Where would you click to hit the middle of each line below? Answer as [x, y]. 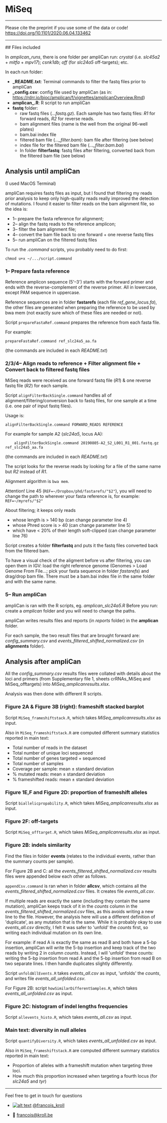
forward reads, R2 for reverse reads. [57, 119]
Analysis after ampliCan [43, 662]
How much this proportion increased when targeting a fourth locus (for [85, 1076]
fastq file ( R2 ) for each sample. [37, 386]
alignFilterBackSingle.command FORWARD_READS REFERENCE [64, 425]
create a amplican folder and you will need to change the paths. [71, 611]
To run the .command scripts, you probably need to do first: [66, 249]
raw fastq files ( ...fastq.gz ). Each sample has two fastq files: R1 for [87, 113]
